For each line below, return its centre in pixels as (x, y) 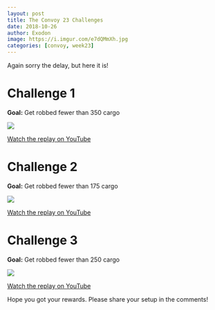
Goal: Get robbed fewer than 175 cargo (63, 186)
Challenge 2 (43, 167)
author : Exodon (29, 33)
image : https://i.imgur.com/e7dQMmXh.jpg (68, 39)
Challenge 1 (41, 93)
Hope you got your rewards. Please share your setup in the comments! (108, 299)
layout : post (26, 13)
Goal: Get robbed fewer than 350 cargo (64, 112)
